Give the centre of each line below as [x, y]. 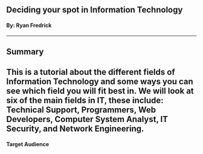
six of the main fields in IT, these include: [85, 101]
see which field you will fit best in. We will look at [100, 91]
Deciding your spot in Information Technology [95, 10]
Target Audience [28, 144]
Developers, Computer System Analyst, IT [87, 119]
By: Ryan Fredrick [29, 25]
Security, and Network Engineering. [75, 129]
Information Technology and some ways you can [100, 82]
